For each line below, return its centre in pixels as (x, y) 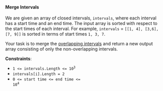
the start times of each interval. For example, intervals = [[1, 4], (74, 29)
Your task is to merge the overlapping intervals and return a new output (79, 44)
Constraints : (18, 59)
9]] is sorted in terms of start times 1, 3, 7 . (60, 34)
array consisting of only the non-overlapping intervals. (62, 49)
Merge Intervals (22, 7)
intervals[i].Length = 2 (38, 74)
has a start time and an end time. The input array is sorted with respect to (81, 23)
